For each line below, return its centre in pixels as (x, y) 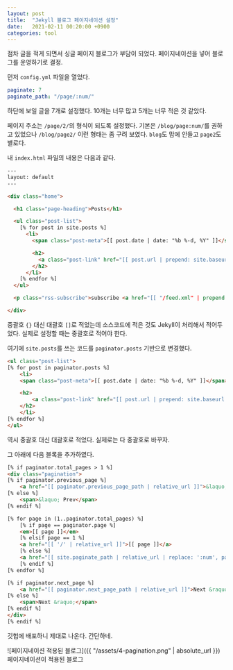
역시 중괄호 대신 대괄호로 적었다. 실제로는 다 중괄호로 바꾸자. (88, 439)
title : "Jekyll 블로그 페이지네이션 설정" (63, 20)
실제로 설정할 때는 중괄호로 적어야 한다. (75, 333)
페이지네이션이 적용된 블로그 (45, 659)
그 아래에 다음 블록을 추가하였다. (51, 454)
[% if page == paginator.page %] (68, 525)
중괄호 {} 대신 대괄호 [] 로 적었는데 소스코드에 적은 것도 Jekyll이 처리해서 (106, 324)
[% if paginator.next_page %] (51, 583)
